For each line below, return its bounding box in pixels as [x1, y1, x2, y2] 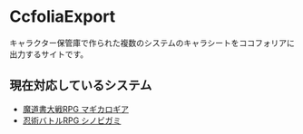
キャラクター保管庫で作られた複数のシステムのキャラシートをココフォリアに [9, 37, 295, 48]
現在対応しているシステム [9, 78, 152, 93]
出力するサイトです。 [9, 48, 89, 60]
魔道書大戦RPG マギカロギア [22, 103, 130, 114]
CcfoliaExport [9, 6, 116, 27]
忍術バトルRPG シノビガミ [22, 115, 122, 126]
